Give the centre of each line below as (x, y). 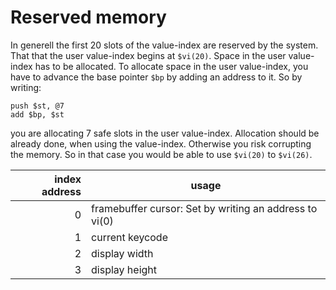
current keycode (129, 237)
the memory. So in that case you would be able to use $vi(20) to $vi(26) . (161, 154)
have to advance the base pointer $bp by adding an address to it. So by (156, 77)
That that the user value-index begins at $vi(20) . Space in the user (148, 55)
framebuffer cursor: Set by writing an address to (204, 208)
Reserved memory (88, 17)
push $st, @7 (37, 106)
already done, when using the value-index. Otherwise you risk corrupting (161, 143)
